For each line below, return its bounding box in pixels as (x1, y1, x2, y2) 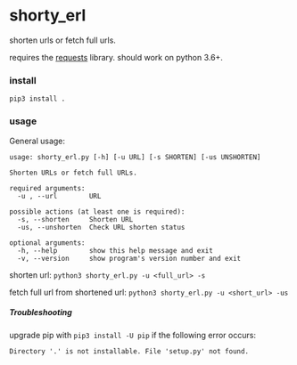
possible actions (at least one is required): (9, 207, 186, 216)
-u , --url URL (17, 191, 102, 200)
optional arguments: (9, 238, 87, 247)
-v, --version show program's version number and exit (17, 254, 242, 263)
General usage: (9, 135, 65, 146)
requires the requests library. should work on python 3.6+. (9, 52, 223, 62)
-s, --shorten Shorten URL (17, 215, 134, 223)
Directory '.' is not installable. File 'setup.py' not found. (9, 346, 250, 356)
